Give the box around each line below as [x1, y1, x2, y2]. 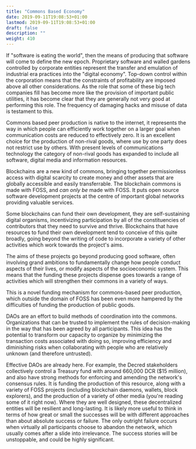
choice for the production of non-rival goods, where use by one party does [6, 138, 187, 145]
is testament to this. [6, 108, 54, 115]
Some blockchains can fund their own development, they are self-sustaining [6, 210, 190, 217]
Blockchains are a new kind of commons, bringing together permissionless [6, 168, 186, 174]
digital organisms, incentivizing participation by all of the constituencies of [6, 217, 185, 223]
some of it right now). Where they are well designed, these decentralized [6, 399, 182, 406]
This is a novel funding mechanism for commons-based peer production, [6, 289, 183, 296]
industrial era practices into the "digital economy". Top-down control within [6, 71, 187, 77]
